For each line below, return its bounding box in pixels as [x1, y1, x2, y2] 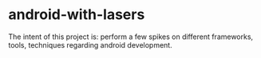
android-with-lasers [8, 6, 145, 24]
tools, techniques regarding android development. [8, 40, 173, 49]
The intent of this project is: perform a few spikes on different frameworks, [8, 32, 254, 41]
